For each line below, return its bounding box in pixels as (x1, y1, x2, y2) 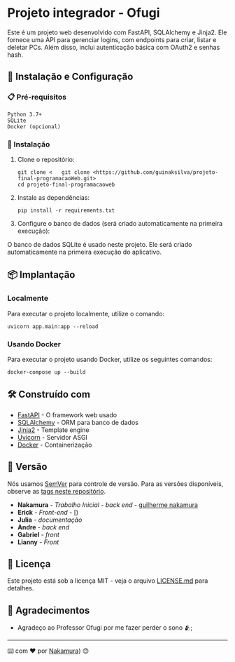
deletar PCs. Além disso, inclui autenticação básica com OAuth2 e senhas (7, 43, 220, 51)
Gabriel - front (17, 530, 59, 539)
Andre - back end (17, 522, 70, 531)
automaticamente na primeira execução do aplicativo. (7, 248, 162, 256)
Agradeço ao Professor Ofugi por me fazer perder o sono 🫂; (17, 623, 193, 632)
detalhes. (7, 584, 34, 593)
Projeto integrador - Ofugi (7, 5, 160, 21)
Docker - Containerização (17, 440, 92, 449)
